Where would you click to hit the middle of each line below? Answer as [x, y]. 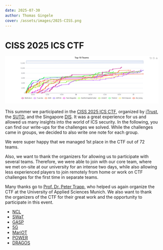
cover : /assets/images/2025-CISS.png [43, 21]
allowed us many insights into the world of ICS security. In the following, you [81, 122]
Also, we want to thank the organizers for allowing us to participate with [77, 156]
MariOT [20, 232]
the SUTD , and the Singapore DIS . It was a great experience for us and [76, 117]
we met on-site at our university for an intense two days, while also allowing [81, 167]
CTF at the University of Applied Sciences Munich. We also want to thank [78, 192]
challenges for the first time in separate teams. [52, 177]
